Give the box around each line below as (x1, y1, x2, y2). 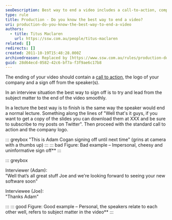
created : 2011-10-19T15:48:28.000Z (5, 50, 81, 55)
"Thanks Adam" (5, 193, 39, 200)
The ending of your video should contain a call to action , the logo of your (5, 74, 159, 80)
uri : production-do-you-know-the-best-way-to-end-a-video (5, 22, 132, 27)
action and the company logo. (5, 127, 68, 133)
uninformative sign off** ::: (5, 147, 61, 154)
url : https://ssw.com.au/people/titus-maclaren (14, 36, 118, 42)
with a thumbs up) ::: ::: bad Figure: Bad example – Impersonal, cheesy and (5, 142, 163, 148)
